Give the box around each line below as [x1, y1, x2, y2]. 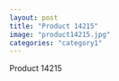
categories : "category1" [9, 38, 103, 48]
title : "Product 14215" [9, 22, 99, 31]
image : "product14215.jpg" [9, 30, 111, 39]
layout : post [9, 13, 59, 22]
